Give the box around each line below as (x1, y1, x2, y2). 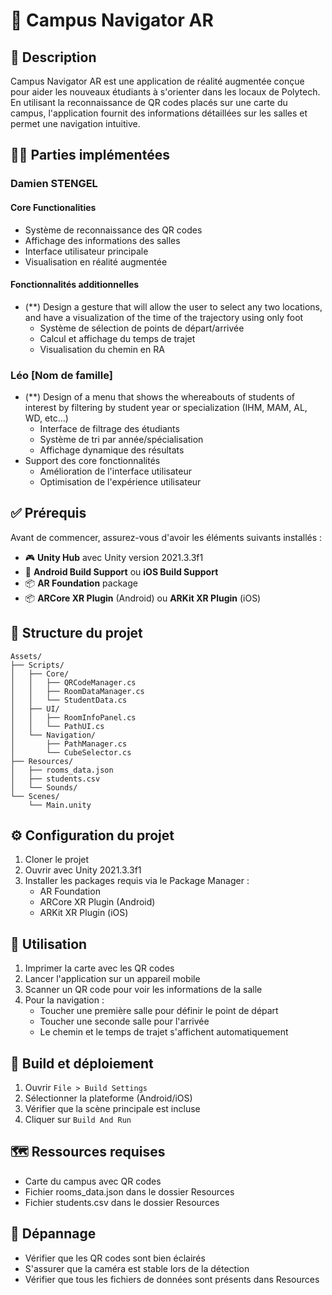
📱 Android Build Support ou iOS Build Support (24, 565, 219, 578)
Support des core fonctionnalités (24, 455, 161, 467)
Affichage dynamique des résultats (39, 444, 185, 456)
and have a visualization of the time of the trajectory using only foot (24, 311, 304, 323)
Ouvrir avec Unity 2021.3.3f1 (24, 864, 142, 876)
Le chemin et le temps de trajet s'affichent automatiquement (39, 1026, 289, 1038)
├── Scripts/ (10, 660, 65, 670)
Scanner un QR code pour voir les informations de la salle (24, 984, 263, 996)
